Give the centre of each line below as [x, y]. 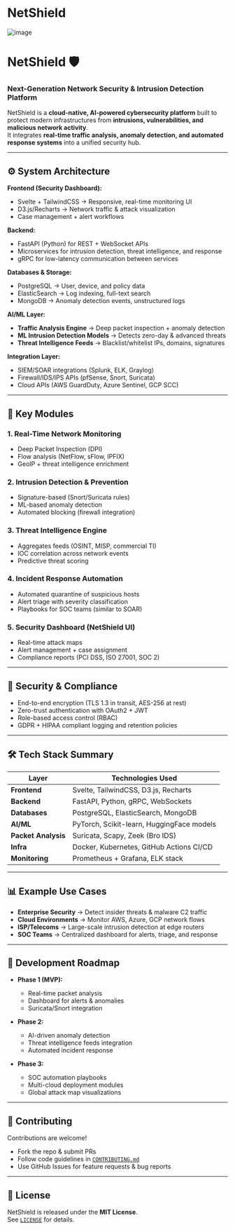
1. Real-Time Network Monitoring [64, 434]
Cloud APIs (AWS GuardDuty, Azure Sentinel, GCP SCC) [98, 385]
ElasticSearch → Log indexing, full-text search [84, 293]
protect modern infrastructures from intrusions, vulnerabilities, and [106, 120]
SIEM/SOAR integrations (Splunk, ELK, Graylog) [86, 370]
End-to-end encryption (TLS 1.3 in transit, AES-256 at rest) [102, 702]
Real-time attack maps [50, 643]
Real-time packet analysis [65, 994]
